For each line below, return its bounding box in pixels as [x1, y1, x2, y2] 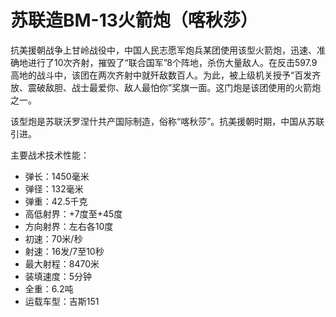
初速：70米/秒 [24, 232, 83, 245]
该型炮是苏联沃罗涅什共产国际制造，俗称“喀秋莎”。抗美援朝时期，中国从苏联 [10, 115, 325, 127]
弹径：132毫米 [24, 182, 84, 195]
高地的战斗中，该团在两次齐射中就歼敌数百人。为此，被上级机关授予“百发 [10, 69, 313, 81]
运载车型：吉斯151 [24, 295, 100, 307]
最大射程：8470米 [24, 257, 100, 270]
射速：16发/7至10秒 [24, 245, 105, 257]
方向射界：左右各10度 [24, 220, 114, 232]
